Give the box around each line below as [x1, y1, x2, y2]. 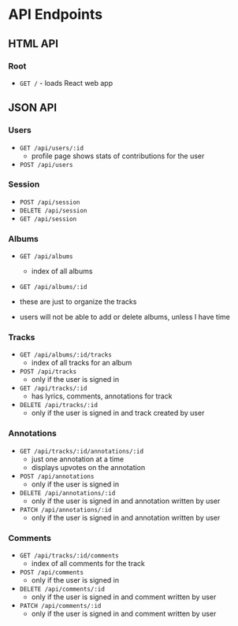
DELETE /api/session [19, 206, 87, 214]
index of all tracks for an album [31, 358, 132, 368]
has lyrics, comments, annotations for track [31, 391, 173, 401]
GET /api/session [19, 215, 77, 223]
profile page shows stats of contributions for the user [31, 151, 205, 161]
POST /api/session [19, 198, 80, 206]
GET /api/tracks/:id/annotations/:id [19, 447, 144, 455]
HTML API [8, 37, 59, 50]
